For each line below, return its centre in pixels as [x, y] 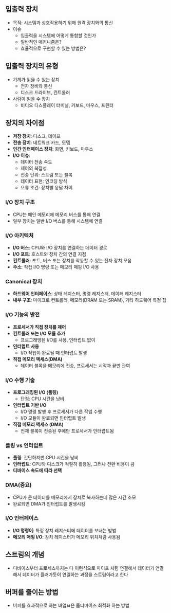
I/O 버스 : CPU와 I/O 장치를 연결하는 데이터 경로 [60, 248]
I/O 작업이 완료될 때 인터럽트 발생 [54, 353]
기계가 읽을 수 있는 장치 [36, 79]
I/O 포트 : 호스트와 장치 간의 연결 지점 [49, 254]
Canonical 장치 [24, 281]
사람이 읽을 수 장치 [31, 99]
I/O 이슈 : [22, 155]
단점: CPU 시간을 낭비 [42, 399]
